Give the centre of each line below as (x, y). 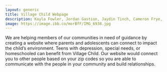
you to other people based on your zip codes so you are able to (71, 59)
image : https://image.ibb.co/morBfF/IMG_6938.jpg (58, 24)
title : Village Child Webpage (37, 14)
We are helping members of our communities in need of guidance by (76, 38)
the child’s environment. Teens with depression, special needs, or (73, 48)
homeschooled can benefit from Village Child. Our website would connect (81, 54)
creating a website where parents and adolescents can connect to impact (81, 43)
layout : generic (22, 10)
